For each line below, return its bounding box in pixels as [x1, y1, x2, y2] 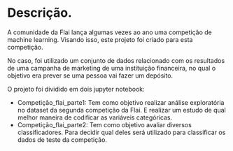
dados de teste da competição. [17, 135, 107, 144]
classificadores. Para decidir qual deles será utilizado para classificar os [17, 128, 226, 136]
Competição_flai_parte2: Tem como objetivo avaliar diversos [17, 120, 192, 129]
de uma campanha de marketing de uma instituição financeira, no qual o [7, 64, 216, 72]
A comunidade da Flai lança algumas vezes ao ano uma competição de [7, 28, 212, 36]
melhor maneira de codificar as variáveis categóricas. [17, 113, 173, 122]
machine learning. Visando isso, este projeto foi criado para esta [7, 35, 193, 43]
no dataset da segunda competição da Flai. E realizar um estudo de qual [17, 106, 226, 114]
